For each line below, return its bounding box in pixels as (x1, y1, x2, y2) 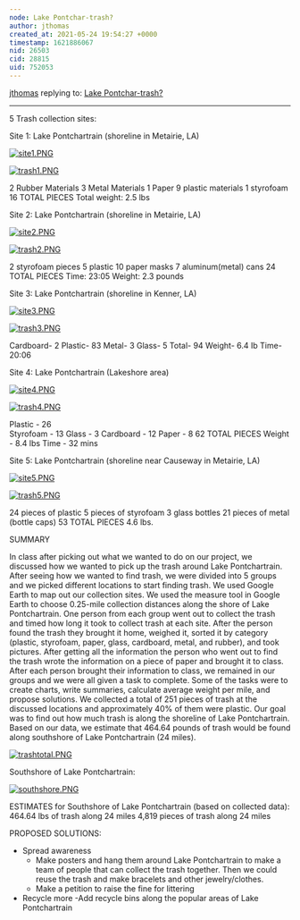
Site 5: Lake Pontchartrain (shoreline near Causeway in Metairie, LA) (9, 455, 261, 466)
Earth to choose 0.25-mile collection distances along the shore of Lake (9, 598, 270, 609)
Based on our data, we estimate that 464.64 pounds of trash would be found (9, 722, 291, 733)
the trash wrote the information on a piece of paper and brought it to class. (9, 655, 284, 666)
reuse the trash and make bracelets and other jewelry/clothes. (35, 874, 264, 884)
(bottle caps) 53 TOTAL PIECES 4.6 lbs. (9, 516, 154, 528)
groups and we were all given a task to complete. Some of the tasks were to (9, 674, 288, 685)
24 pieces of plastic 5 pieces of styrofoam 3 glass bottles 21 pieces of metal (9, 507, 290, 518)
